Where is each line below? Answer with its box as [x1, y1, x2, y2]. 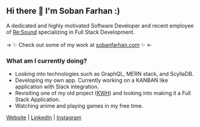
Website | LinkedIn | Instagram [6, 114, 82, 121]
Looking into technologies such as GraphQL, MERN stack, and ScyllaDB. [14, 70, 194, 78]
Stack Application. [14, 96, 61, 103]
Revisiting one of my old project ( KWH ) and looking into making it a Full [14, 90, 191, 97]
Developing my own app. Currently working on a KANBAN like [14, 76, 168, 84]
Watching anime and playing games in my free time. [14, 102, 144, 110]
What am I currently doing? [6, 57, 87, 65]
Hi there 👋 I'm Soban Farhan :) [6, 6, 120, 16]
